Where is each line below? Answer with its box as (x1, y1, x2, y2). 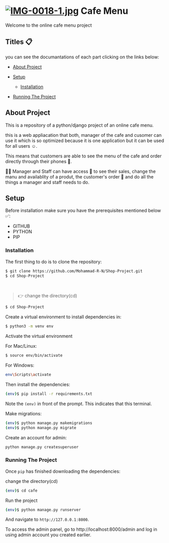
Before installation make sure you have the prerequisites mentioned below (5, 208, 161, 214)
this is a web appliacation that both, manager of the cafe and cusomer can (5, 132, 162, 138)
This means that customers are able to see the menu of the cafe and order (5, 153, 162, 159)
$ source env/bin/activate (5, 353, 63, 358)
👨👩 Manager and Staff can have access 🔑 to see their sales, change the (5, 168, 156, 174)
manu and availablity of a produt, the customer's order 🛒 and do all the (5, 173, 154, 179)
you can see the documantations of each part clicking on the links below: (5, 54, 159, 60)
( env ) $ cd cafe (5, 488, 38, 493)
